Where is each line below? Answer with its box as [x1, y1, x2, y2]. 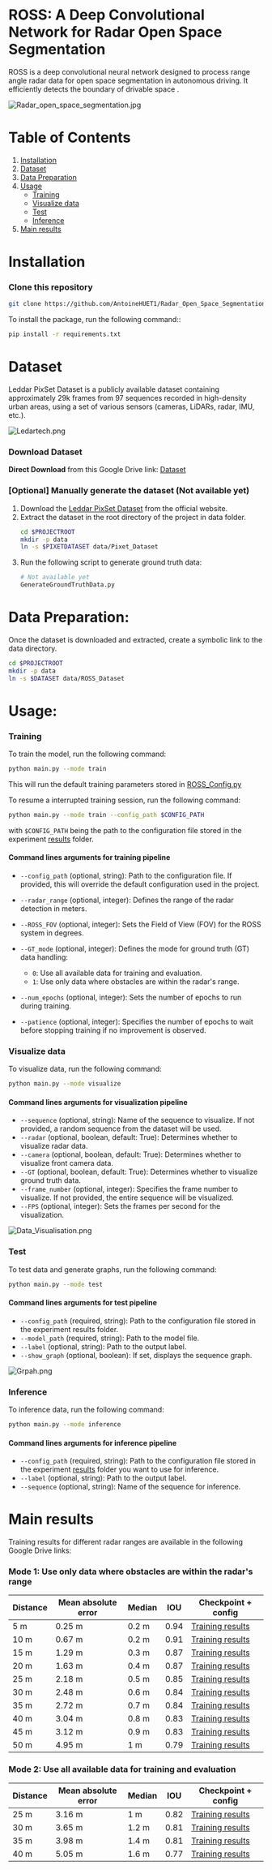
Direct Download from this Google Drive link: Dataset [8, 465, 186, 475]
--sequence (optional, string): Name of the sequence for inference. [19, 1482, 241, 1492]
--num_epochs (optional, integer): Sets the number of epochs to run [19, 992, 242, 1003]
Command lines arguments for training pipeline [8, 853, 171, 862]
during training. [19, 1001, 71, 1011]
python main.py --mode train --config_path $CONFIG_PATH [8, 810, 205, 819]
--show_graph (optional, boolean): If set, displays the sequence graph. [19, 1350, 253, 1360]
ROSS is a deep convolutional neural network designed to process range [8, 67, 251, 76]
